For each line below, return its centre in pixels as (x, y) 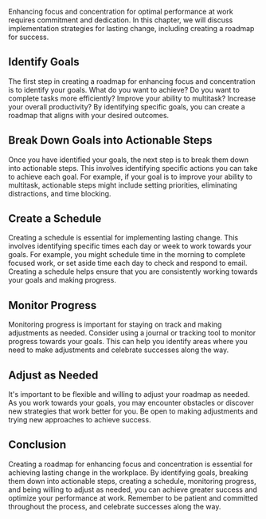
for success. (29, 37)
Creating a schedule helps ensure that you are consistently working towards (133, 271)
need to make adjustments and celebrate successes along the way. (119, 350)
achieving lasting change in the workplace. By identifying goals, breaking (128, 472)
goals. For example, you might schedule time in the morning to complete (127, 255)
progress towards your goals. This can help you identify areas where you (128, 342)
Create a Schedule (55, 219)
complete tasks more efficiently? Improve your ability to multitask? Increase (132, 98)
